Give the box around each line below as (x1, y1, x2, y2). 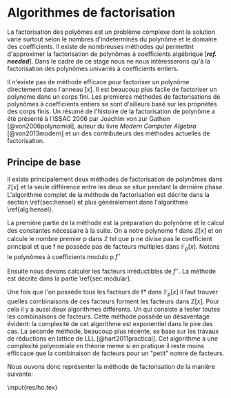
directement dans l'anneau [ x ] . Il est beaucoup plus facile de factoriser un (7, 85, 217, 93)
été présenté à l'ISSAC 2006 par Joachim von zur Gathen (7, 114, 170, 122)
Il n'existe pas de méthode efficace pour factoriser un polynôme (7, 77, 190, 86)
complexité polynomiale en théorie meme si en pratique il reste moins (7, 341, 205, 350)
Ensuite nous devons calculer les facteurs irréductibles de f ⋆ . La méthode (7, 266, 216, 275)
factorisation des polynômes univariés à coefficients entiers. (7, 64, 179, 73)
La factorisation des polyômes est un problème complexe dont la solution (7, 28, 216, 36)
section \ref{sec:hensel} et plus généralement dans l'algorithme (7, 198, 188, 206)
